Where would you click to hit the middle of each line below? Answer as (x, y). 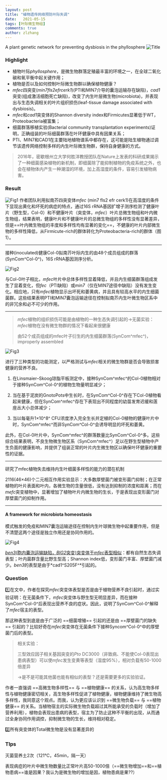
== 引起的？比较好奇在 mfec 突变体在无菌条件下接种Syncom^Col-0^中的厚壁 (82, 627)
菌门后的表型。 (20, 633)
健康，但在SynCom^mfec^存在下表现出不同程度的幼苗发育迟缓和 (87, 401)
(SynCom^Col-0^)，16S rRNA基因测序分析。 (50, 259)
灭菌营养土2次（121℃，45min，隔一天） (47, 756)
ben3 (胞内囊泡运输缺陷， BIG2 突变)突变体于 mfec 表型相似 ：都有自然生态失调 (83, 553)
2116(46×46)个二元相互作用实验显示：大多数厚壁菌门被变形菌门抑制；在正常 (83, 479)
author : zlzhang (22, 33)
